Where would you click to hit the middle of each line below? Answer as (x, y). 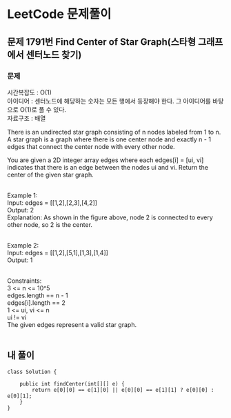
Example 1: (22, 195)
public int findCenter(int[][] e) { (72, 384)
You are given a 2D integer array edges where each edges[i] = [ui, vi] (106, 160)
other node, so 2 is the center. (50, 224)
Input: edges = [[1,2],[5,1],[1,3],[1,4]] (58, 252)
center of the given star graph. (51, 175)
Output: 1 (20, 260)
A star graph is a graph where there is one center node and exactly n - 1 (109, 139)
